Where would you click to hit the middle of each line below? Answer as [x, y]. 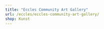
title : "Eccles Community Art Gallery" [47, 10]
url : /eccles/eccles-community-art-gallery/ [52, 14]
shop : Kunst [17, 19]
